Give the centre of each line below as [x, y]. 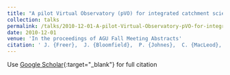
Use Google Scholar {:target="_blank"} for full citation [82, 64]
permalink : [23, 26]
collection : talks [33, 20]
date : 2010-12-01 [32, 32]
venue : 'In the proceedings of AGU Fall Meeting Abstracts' [95, 39]
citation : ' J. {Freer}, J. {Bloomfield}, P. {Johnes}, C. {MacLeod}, [115, 45]
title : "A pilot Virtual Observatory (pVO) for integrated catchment [108, 13]
